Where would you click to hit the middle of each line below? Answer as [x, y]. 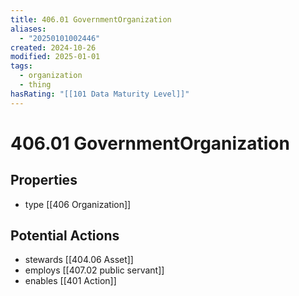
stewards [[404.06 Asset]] [79, 260]
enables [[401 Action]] [70, 281]
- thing [35, 85]
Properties [44, 180]
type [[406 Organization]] [78, 204]
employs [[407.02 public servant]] [94, 270]
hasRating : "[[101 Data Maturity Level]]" [100, 94]
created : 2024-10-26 [53, 47]
